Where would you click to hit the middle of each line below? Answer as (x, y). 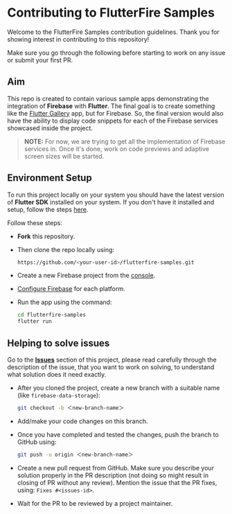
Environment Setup (50, 178)
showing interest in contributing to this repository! (78, 39)
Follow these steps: (35, 222)
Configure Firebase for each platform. (71, 289)
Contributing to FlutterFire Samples (111, 13)
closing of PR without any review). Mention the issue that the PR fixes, (117, 482)
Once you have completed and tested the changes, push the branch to (118, 434)
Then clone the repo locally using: (66, 249)
